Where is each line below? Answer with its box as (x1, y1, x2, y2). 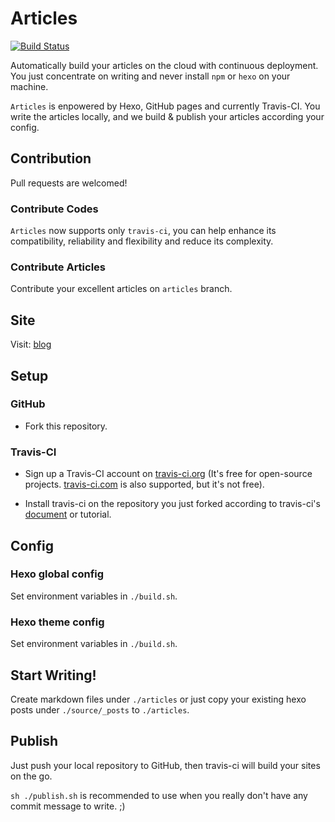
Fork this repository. (24, 420, 108, 432)
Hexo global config (10, 567, 105, 581)
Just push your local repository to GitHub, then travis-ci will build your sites (10, 759, 321, 771)
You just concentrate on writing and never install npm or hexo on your (10, 70, 291, 82)
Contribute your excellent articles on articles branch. (10, 283, 233, 295)
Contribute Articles (10, 260, 107, 274)
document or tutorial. (24, 508, 112, 521)
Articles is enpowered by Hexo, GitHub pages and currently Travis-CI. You (10, 100, 321, 112)
